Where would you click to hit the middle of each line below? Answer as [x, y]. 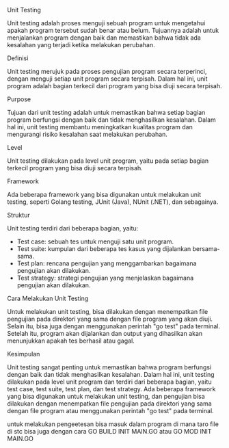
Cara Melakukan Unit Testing [48, 298]
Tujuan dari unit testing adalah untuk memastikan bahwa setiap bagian [106, 113]
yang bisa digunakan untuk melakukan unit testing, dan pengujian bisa [106, 396]
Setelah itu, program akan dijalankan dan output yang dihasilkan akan [105, 333]
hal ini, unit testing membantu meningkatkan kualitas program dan [100, 127]
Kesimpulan [24, 354]
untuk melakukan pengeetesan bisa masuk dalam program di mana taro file [113, 424]
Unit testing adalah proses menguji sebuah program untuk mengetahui [106, 23]
